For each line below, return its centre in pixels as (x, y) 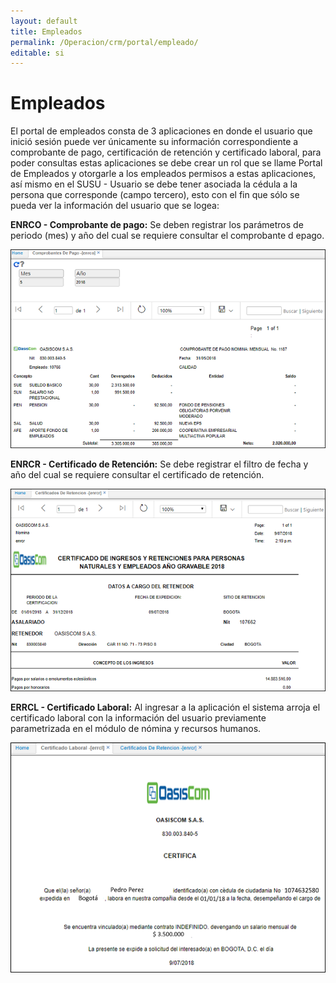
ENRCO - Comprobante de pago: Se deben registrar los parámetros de (157, 225)
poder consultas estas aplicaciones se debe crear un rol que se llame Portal (166, 163)
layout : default (44, 21)
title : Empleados (46, 31)
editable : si (37, 53)
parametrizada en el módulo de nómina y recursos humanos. (136, 729)
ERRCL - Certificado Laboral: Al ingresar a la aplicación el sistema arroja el (165, 707)
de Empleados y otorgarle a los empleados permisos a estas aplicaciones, (163, 174)
